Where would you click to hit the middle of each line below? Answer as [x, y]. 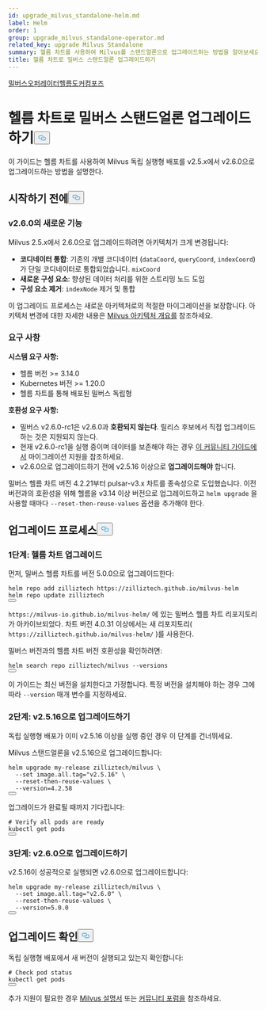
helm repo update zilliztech [56, 596]
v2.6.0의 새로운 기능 [46, 223]
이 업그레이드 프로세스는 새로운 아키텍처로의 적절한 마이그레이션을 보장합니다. [128, 305]
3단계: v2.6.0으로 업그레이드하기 [68, 853]
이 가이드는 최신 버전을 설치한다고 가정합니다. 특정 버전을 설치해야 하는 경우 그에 [132, 684]
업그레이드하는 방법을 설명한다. [56, 171]
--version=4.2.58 [44, 788]
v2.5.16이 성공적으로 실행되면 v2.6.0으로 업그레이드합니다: [98, 872]
